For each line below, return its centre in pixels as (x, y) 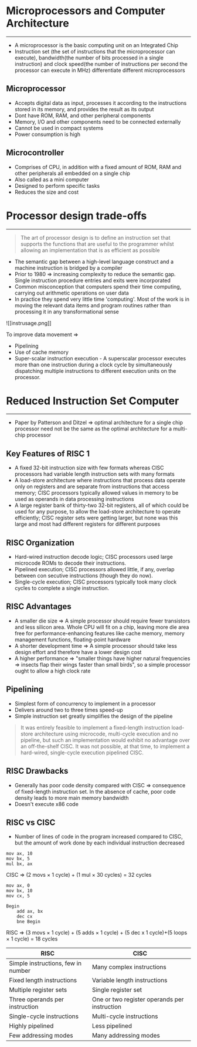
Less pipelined (112, 1026)
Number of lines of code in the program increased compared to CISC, (98, 837)
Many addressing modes (126, 1036)
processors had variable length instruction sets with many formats (94, 474)
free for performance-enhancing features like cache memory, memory (99, 633)
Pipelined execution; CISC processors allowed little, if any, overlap (94, 569)
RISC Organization (40, 543)
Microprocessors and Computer (86, 11)
